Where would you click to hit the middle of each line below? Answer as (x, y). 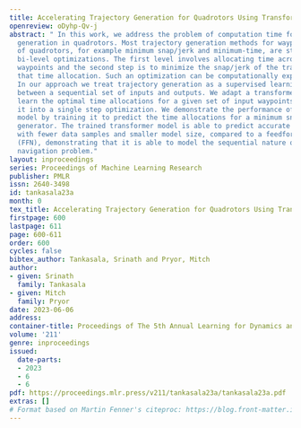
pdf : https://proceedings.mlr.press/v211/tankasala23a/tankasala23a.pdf (148, 393)
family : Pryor (43, 301)
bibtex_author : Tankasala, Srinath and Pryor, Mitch (110, 260)
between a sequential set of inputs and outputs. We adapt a (134, 92)
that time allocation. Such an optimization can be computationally (148, 76)
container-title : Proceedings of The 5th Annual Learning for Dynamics (146, 327)
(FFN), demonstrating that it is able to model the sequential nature (152, 143)
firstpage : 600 (38, 218)
